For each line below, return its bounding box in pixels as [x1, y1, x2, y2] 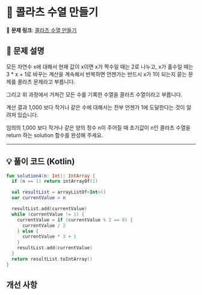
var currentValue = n [11, 195, 66, 201]
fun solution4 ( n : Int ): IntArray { [6, 173, 96, 179]
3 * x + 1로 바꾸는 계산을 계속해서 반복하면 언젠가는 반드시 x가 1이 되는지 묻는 [6, 70, 188, 78]
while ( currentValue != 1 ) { [11, 211, 85, 217]
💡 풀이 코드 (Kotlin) [6, 157, 75, 167]
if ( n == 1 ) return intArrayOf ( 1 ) [11, 178, 98, 184]
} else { [17, 228, 39, 234]
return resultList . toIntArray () [11, 256, 93, 262]
